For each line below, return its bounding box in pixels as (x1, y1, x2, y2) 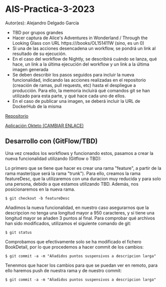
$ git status (5, 230, 32, 235)
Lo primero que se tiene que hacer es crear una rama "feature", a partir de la (5, 165, 162, 171)
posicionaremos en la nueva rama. (5, 186, 75, 192)
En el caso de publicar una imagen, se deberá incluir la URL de (12, 98, 140, 104)
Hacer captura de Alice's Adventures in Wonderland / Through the (12, 35, 148, 41)
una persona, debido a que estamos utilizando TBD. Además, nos (5, 181, 139, 187)
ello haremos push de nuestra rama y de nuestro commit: (5, 267, 122, 274)
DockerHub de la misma (12, 103, 62, 109)
